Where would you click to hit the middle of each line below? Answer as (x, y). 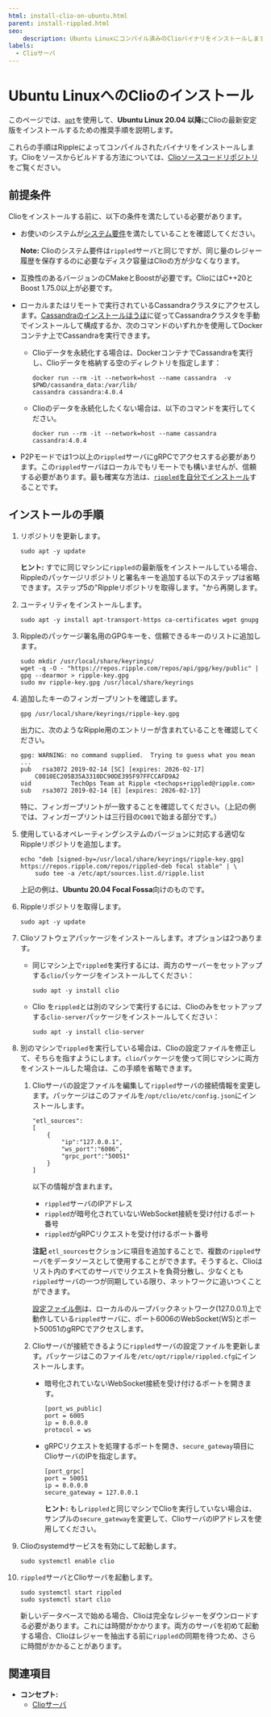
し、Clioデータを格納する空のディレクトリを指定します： (127, 362)
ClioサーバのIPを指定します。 (92, 1456)
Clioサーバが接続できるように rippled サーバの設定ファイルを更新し (143, 1345)
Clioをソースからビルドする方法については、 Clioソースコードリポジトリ (140, 157)
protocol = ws (68, 1430)
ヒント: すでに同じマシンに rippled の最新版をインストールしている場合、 (141, 567)
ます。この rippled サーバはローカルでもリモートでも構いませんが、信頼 (138, 466)
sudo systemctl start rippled (71, 1593)
